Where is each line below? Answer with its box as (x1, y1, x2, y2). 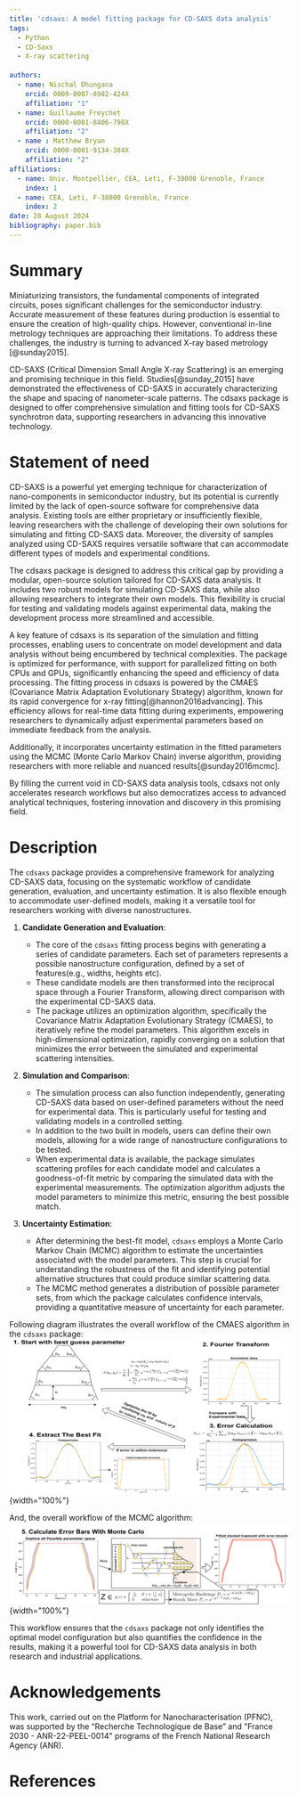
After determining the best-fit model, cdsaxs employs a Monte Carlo (35, 1235, 284, 1246)
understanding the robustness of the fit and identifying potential (35, 1263, 270, 1274)
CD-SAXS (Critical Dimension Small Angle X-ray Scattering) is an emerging (9, 363, 284, 374)
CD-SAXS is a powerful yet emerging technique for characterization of (9, 481, 268, 492)
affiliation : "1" (25, 99, 90, 108)
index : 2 (25, 202, 58, 211)
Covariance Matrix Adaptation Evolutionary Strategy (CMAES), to (35, 1015, 274, 1025)
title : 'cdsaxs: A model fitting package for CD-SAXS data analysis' (9, 14, 273, 23)
